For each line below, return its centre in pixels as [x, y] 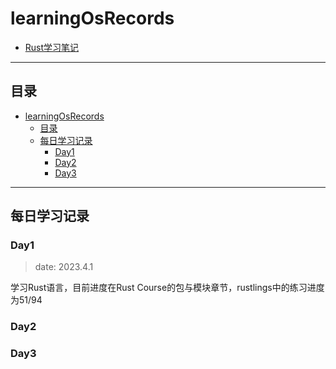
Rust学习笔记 [52, 47]
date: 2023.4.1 [64, 267]
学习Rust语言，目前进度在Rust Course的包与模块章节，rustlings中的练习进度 [167, 288]
